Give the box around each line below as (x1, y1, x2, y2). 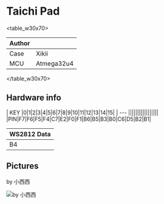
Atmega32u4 (36, 59, 74, 68)
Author (9, 38, 30, 47)
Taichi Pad (6, 4, 60, 18)
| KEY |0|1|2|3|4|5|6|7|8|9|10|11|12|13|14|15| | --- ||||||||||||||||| (6, 109, 159, 116)
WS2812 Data (9, 129, 51, 138)
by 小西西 (6, 178, 30, 185)
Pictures (6, 161, 39, 172)
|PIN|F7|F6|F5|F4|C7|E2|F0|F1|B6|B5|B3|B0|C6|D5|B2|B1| (6, 115, 152, 123)
